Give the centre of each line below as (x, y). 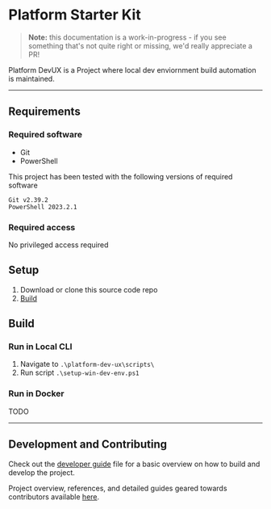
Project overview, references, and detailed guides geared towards (118, 488)
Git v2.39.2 (28, 200)
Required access (42, 227)
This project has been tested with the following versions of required (121, 176)
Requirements (44, 112)
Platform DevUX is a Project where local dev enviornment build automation (132, 69)
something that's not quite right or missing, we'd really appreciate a (140, 45)
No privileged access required (58, 245)
